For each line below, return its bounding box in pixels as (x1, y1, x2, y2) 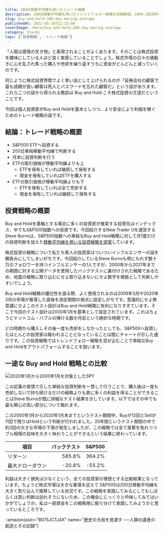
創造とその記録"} (5, 523, 39, 529)
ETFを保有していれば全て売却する (19, 185, 87, 191)
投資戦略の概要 (5, 207, 50, 215)
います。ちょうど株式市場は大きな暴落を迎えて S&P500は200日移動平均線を (5, 482, 158, 488)
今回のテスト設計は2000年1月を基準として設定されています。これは (13, 309, 150, 315)
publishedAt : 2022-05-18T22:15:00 (5, 21, 76, 26)
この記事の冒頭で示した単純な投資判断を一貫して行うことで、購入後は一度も (5, 384, 159, 389)
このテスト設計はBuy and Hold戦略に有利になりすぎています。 (26, 302, 152, 309)
